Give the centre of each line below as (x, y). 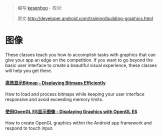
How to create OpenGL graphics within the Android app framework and (78, 123)
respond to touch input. (29, 128)
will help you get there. (29, 70)
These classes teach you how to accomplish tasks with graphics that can (80, 54)
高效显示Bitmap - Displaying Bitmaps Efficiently (55, 82)
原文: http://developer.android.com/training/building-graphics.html (85, 18)
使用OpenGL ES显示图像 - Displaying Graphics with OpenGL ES (71, 111)
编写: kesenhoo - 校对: (40, 8)
